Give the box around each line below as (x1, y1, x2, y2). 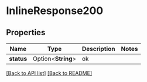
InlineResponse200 (6, 4, 104, 18)
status (9, 54, 28, 63)
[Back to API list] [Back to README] (6, 70, 93, 77)
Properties (6, 28, 46, 37)
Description (81, 45, 115, 53)
